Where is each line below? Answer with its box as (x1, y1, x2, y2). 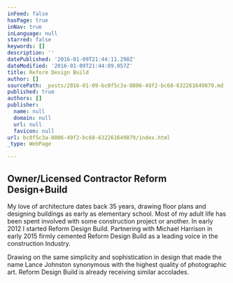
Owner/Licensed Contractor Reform (7, 172, 167, 184)
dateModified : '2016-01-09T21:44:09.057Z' (7, 62, 133, 69)
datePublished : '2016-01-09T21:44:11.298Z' (7, 56, 136, 63)
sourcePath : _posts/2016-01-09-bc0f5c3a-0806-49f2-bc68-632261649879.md (7, 82, 224, 89)
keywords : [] (7, 43, 45, 50)
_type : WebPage (7, 141, 52, 148)
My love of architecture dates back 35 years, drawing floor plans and (7, 202, 206, 210)
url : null (13, 120, 42, 128)
